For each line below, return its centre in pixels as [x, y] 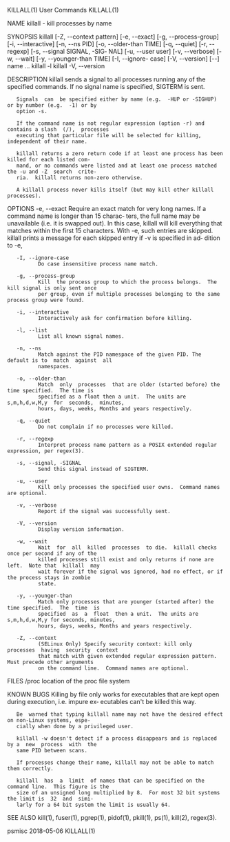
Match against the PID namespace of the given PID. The [119, 354]
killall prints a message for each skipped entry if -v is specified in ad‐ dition [114, 238]
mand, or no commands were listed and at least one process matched [116, 166]
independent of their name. [48, 141]
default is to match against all [60, 361]
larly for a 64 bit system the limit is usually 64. [93, 805]
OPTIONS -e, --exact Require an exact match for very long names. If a [107, 209]
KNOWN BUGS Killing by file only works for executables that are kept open [113, 694]
